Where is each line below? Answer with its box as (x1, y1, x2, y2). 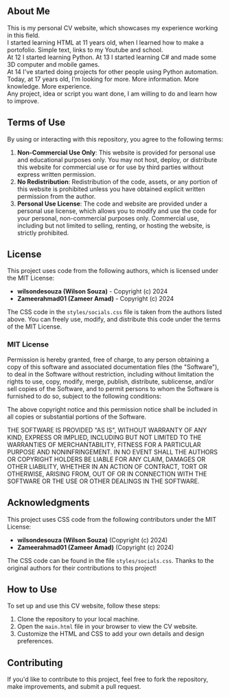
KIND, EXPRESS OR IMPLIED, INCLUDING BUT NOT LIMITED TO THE (7, 433, 202, 441)
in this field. (7, 31, 40, 39)
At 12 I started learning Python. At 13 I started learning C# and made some (7, 53, 216, 61)
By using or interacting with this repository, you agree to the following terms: (7, 135, 224, 143)
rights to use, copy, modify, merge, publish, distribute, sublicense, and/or (7, 377, 214, 386)
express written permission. (16, 170, 96, 178)
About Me (7, 5, 50, 17)
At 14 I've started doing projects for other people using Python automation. (7, 67, 218, 76)
